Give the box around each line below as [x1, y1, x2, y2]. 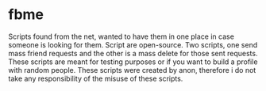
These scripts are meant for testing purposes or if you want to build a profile [8, 57, 258, 66]
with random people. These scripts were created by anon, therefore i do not [8, 65, 256, 74]
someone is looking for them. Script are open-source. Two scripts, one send [8, 40, 258, 49]
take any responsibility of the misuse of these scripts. [8, 74, 183, 83]
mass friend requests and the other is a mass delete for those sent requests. [8, 48, 258, 58]
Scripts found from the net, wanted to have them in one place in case [8, 32, 234, 41]
